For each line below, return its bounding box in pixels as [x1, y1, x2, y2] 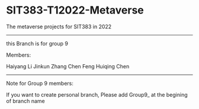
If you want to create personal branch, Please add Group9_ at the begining [6, 91, 188, 98]
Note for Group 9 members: [6, 80, 74, 87]
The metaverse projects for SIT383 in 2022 [6, 23, 112, 30]
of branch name [6, 97, 46, 104]
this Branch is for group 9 [6, 39, 68, 47]
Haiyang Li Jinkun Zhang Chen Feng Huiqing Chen [6, 62, 130, 70]
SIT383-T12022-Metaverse [6, 4, 144, 17]
